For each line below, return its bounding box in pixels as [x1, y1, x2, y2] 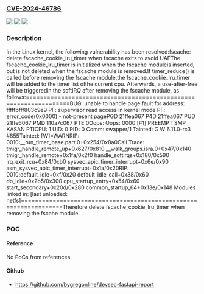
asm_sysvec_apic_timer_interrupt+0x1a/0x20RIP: [6, 164, 129, 172]
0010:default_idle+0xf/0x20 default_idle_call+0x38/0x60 [6, 170, 149, 178]
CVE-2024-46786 [6, 4, 62, 13]
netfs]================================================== [6, 197, 198, 204]
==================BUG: [6, 99, 83, 107]
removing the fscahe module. [6, 209, 80, 217]
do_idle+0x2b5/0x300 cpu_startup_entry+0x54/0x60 [6, 177, 140, 184]
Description [6, 34, 42, 43]
